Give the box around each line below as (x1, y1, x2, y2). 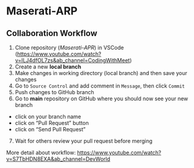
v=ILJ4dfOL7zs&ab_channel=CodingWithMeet (14, 57, 130, 64)
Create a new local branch (14, 63, 82, 70)
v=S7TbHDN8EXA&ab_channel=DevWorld (6, 155, 111, 163)
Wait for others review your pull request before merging (14, 137, 153, 145)
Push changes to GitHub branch (14, 89, 94, 95)
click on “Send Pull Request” (14, 126, 86, 133)
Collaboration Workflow (6, 28, 98, 38)
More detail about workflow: (6, 149, 76, 156)
